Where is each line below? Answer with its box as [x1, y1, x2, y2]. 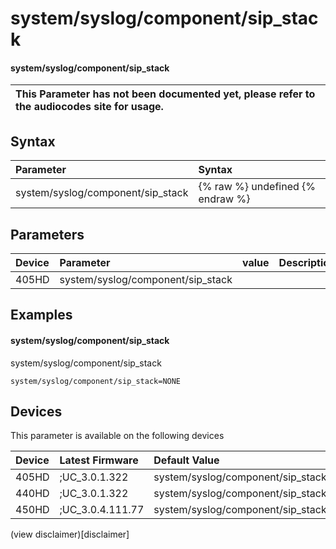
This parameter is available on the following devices [10, 430, 225, 442]
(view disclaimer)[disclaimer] [10, 528, 130, 541]
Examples [10, 307, 73, 324]
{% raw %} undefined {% [198, 180, 317, 194]
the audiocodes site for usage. [15, 100, 164, 114]
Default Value [153, 453, 220, 467]
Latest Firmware [59, 453, 139, 467]
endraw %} [198, 192, 251, 206]
